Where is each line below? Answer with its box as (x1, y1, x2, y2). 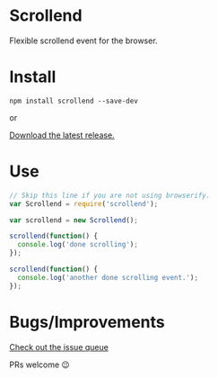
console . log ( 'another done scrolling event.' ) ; (17, 273, 199, 282)
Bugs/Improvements (9, 311, 166, 332)
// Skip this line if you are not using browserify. (9, 191, 211, 200)
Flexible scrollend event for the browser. (9, 35, 159, 46)
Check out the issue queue (9, 341, 109, 352)
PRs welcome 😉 (9, 359, 70, 370)
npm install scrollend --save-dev (9, 96, 139, 105)
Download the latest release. (9, 130, 115, 140)
